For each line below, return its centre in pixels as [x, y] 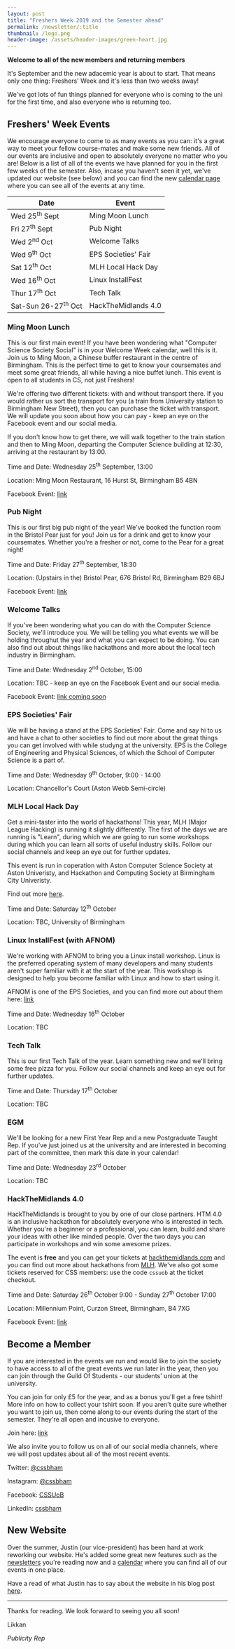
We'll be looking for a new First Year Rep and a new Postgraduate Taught [113, 1137]
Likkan [17, 1624]
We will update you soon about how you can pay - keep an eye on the [108, 415]
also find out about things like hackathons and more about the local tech [111, 647]
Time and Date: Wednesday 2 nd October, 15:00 [75, 669]
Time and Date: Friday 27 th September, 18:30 [72, 563]
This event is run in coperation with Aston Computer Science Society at [110, 865]
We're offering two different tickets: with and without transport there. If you [115, 393]
